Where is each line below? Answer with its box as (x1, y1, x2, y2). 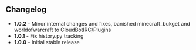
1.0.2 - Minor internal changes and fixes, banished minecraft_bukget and (13, 20, 190, 27)
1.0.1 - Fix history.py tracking (13, 32, 84, 40)
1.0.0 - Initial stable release (13, 38, 80, 45)
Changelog (5, 5, 47, 15)
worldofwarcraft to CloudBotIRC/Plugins (13, 26, 111, 33)
